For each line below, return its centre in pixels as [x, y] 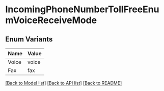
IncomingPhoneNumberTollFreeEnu [82, 9]
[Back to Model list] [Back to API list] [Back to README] [64, 83]
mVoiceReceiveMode [51, 20]
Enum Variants [29, 39]
